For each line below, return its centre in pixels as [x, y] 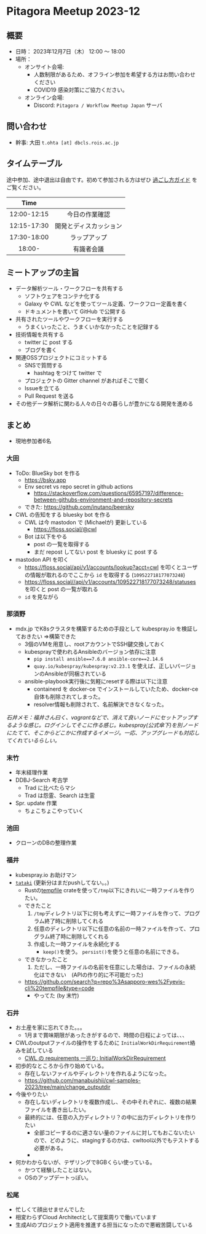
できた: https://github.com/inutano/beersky [79, 507]
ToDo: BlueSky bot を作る [48, 473]
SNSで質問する [44, 365]
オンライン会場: [44, 97]
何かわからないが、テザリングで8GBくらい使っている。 [85, 1162]
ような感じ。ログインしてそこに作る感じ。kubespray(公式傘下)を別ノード [105, 725]
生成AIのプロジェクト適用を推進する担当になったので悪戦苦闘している [104, 1225]
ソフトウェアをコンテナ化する [62, 296]
